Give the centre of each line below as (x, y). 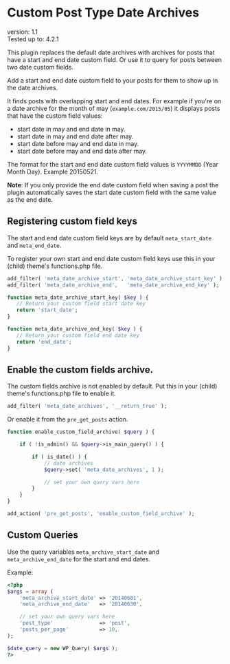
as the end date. (30, 199)
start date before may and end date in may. (78, 143)
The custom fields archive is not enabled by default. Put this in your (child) (112, 386)
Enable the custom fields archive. (80, 370)
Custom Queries (43, 535)
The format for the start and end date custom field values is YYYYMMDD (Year (113, 164)
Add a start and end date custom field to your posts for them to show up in (113, 80)
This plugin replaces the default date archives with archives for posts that (111, 52)
